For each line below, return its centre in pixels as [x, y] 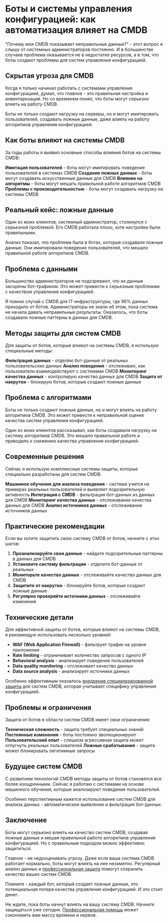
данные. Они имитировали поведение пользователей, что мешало [77, 248]
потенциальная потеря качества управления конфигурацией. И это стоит [84, 889]
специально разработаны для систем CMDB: [53, 474]
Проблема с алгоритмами [48, 398]
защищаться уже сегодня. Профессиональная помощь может [72, 909]
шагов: [13, 544]
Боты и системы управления [69, 9]
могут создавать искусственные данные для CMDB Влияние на [74, 178]
